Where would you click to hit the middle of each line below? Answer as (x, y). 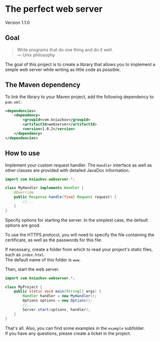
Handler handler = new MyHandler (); (60, 296)
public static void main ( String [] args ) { (58, 292)
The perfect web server (54, 9)
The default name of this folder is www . (43, 259)
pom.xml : (13, 102)
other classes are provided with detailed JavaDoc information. (68, 170)
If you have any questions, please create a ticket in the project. (68, 333)
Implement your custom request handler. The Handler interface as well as (79, 165)
